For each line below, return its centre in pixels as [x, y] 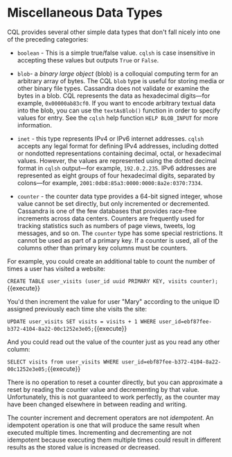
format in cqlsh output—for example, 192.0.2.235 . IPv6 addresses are [117, 168]
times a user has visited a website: [56, 268]
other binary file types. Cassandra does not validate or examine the [113, 88]
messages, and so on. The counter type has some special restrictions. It [120, 233]
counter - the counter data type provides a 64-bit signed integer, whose [120, 196]
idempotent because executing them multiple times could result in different [114, 440]
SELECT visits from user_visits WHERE [63, 362]
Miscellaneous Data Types [85, 13]
